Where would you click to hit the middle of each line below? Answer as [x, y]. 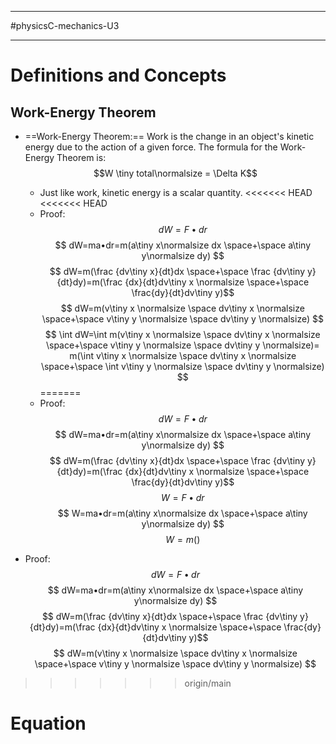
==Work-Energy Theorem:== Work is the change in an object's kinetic [169, 136]
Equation [48, 723]
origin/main [208, 683]
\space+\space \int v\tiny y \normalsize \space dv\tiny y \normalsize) [182, 366]
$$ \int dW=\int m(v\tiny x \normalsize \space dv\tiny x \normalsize [182, 334]
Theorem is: [81, 157]
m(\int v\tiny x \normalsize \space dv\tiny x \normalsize [183, 355]
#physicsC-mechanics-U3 [65, 25]
